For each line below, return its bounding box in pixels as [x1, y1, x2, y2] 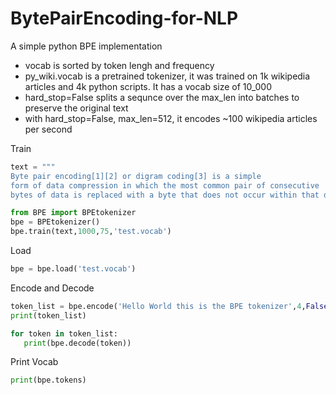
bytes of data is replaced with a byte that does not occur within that [10, 190, 320, 200]
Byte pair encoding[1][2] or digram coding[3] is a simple [10, 171, 262, 181]
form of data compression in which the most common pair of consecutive [10, 180, 320, 191]
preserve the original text [24, 102, 129, 114]
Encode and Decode [10, 282, 95, 294]
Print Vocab [10, 356, 59, 368]
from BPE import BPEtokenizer [10, 208, 137, 218]
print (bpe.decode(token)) [23, 338, 132, 348]
